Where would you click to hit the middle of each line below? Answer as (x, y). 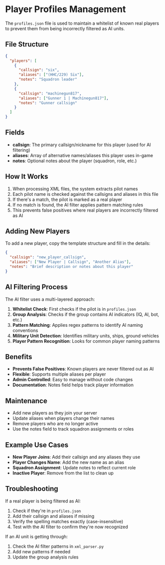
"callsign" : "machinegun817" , (50, 93)
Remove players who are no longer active (55, 423)
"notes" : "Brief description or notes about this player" (72, 267)
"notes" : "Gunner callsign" (48, 103)
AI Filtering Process (37, 287)
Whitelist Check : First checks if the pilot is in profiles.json (74, 309)
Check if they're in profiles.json (47, 511)
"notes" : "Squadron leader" (48, 80)
